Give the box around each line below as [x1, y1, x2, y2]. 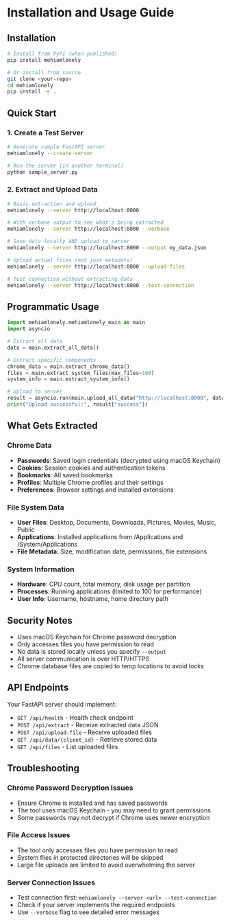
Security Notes [7, 615, 73, 626]
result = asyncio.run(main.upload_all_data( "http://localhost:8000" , [7, 395, 210, 402]
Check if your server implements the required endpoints [16, 901, 175, 909]
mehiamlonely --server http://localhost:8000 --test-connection [7, 282, 194, 289]
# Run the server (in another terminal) [7, 162, 125, 169]
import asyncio [7, 326, 51, 332]
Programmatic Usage [7, 301, 99, 312]
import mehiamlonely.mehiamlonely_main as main [7, 319, 146, 326]
